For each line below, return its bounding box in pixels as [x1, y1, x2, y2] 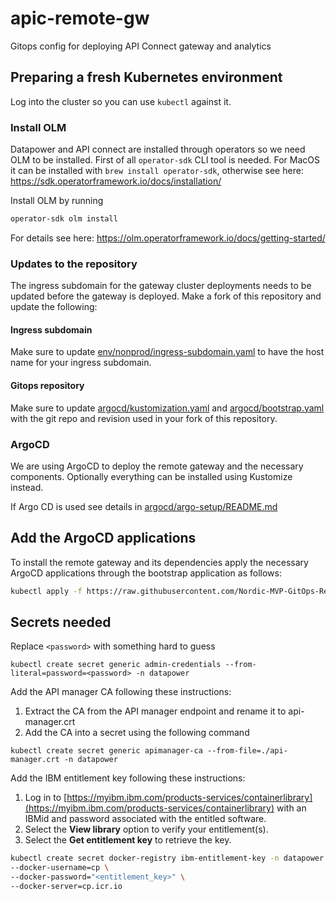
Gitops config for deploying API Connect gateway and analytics [10, 40, 272, 52]
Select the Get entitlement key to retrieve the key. [24, 834, 232, 846]
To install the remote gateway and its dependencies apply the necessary [10, 556, 309, 568]
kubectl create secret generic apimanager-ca [10, 746, 203, 756]
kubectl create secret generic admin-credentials [10, 660, 222, 670]
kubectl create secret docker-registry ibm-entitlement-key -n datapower [10, 853, 325, 864]
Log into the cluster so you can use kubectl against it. [10, 95, 232, 107]
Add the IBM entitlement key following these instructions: [10, 772, 246, 784]
